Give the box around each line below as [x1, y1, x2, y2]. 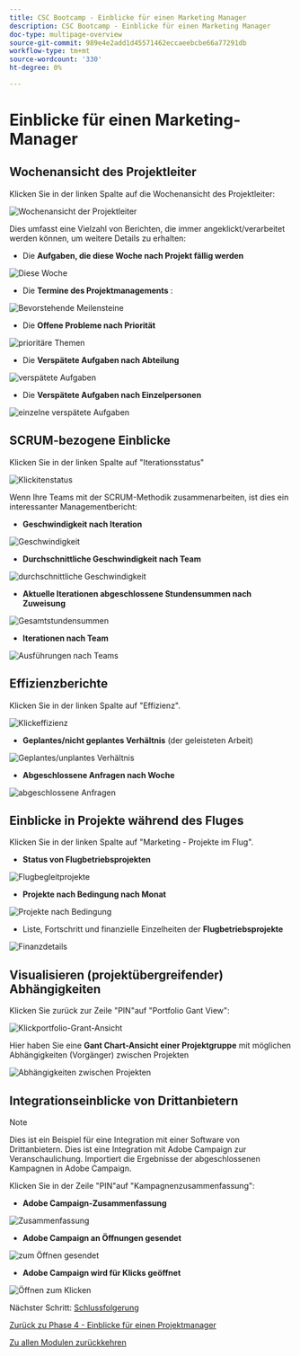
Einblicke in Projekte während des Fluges [9, 812, 244, 828]
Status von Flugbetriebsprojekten [22, 855, 151, 865]
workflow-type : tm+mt [9, 47, 91, 56]
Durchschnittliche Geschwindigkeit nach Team [22, 554, 202, 564]
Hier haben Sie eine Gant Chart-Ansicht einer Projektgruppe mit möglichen [9, 1040, 292, 1051]
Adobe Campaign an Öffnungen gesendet [22, 1232, 182, 1243]
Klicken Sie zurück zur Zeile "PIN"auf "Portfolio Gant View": [9, 1006, 231, 1016]
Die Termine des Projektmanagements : [22, 285, 173, 296]
